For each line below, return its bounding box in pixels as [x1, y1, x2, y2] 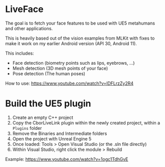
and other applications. [5, 25, 53, 31]
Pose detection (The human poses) [12, 70, 85, 76]
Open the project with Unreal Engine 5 [12, 135, 92, 141]
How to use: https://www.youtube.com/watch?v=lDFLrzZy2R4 [5, 80, 134, 86]
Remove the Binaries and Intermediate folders [12, 130, 107, 136]
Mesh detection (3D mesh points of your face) [12, 65, 108, 71]
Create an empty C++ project [12, 114, 74, 120]
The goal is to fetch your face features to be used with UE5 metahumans [5, 20, 155, 26]
